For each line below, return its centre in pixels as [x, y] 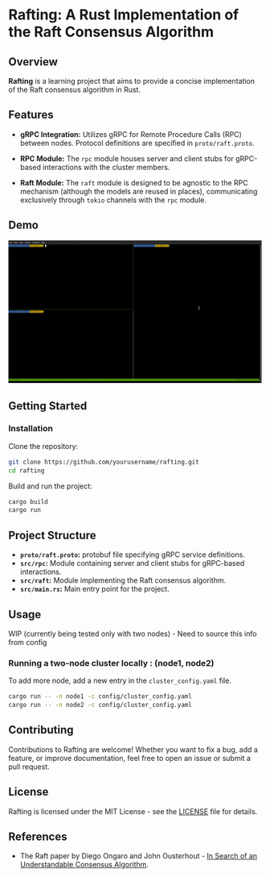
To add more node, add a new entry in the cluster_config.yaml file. [120, 681]
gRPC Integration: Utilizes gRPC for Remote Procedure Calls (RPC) [131, 134]
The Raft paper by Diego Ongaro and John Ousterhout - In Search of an [139, 856]
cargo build [28, 501]
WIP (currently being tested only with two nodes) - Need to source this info [133, 634]
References [38, 837]
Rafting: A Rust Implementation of [124, 15]
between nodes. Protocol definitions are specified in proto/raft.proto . [137, 143]
